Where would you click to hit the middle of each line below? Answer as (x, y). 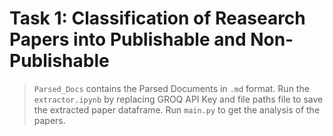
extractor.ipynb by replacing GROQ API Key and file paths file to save (178, 99)
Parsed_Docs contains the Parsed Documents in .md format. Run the (171, 88)
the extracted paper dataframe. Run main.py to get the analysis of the (177, 109)
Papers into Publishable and (128, 39)
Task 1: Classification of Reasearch (157, 18)
